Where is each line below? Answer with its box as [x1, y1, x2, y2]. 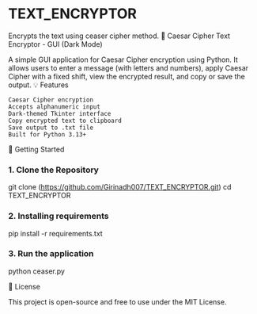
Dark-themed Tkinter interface [8, 109, 111, 117]
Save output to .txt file [8, 124, 93, 132]
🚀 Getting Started [8, 144, 65, 154]
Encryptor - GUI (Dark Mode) [8, 39, 103, 48]
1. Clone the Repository [8, 164, 99, 175]
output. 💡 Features [8, 80, 69, 90]
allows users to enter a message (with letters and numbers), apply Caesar [8, 63, 249, 72]
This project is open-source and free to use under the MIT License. [8, 297, 227, 306]
